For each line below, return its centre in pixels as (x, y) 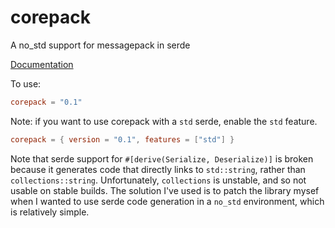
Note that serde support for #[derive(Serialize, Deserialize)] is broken (162, 158)
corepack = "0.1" (46, 102)
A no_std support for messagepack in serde (100, 45)
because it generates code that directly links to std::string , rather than (158, 169)
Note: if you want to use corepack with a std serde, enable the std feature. (164, 121)
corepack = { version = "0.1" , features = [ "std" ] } (122, 139)
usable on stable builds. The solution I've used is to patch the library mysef (165, 190)
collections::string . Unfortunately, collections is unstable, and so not (158, 180)
